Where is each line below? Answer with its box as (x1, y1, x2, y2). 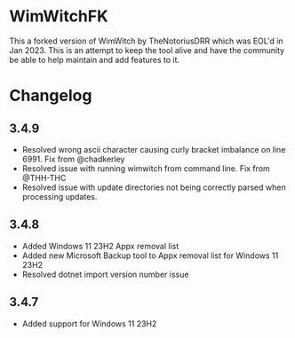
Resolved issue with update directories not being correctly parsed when (21, 182, 286, 193)
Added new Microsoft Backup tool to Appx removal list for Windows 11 (21, 250, 279, 261)
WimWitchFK (9, 6, 108, 27)
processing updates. (21, 191, 98, 201)
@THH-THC (21, 172, 67, 183)
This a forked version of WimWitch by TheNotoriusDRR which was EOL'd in (9, 35, 283, 46)
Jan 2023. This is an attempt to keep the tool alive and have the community (9, 44, 285, 55)
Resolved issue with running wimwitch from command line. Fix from (21, 162, 271, 174)
